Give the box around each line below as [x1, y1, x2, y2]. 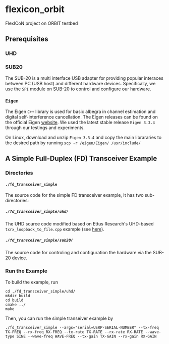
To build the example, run [5, 279, 58, 285]
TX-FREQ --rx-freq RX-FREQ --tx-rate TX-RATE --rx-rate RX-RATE [5, 329, 143, 334]
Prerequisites [5, 35, 48, 43]
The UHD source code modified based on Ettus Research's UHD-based [5, 221, 154, 227]
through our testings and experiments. [5, 125, 85, 131]
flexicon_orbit [5, 4, 65, 15]
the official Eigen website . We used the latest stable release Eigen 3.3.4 [5, 119, 155, 125]
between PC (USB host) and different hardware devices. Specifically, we [5, 80, 156, 86]
